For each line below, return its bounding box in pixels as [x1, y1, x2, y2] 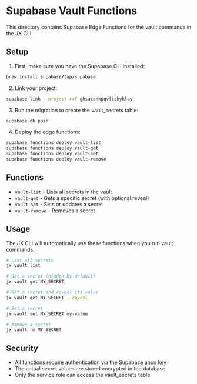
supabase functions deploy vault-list [6, 140, 101, 146]
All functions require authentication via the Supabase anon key [14, 359, 167, 366]
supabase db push [6, 118, 49, 124]
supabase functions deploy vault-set [6, 151, 99, 157]
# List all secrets [6, 257, 54, 263]
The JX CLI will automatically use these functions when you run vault [6, 239, 173, 246]
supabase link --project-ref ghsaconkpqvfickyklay [6, 96, 133, 102]
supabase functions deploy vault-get [6, 145, 99, 151]
